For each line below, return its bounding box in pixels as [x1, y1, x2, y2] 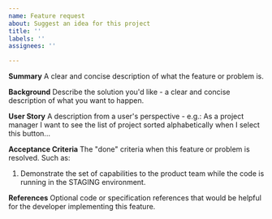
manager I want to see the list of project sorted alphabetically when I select [8, 120, 260, 130]
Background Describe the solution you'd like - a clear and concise [8, 87, 231, 97]
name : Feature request [8, 11, 85, 20]
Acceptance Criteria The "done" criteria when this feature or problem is [8, 144, 250, 154]
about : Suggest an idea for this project [8, 19, 151, 28]
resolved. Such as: [8, 153, 71, 163]
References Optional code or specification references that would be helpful [8, 193, 262, 203]
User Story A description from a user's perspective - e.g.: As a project [8, 111, 244, 122]
